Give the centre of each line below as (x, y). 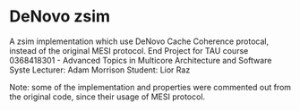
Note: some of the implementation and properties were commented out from (150, 87)
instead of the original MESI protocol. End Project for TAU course (129, 50)
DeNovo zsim (60, 17)
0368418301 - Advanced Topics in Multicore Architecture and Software (141, 60)
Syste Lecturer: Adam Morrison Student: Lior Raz (100, 70)
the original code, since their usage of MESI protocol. (107, 97)
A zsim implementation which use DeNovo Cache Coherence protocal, (139, 41)
